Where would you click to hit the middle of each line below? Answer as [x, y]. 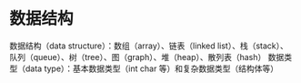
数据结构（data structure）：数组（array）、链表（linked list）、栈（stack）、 [149, 46]
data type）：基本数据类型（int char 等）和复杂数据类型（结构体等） [152, 68]
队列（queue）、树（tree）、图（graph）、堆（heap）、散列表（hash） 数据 [147, 57]
